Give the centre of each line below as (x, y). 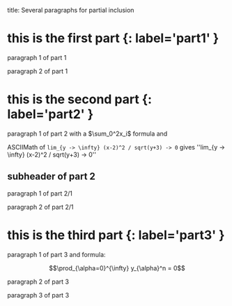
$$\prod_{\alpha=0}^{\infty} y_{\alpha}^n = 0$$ (117, 268)
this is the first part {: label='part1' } (113, 38)
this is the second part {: (79, 100)
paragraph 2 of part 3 (38, 282)
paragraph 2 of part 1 (38, 71)
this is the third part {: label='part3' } (116, 235)
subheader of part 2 (52, 176)
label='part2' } (51, 114)
